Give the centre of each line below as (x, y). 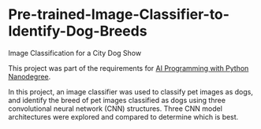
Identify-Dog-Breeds (78, 31)
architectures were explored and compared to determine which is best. (123, 116)
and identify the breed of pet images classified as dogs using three (117, 100)
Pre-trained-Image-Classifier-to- (119, 15)
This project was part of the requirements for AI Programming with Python (129, 68)
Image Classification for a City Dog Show (75, 53)
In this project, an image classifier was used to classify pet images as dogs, (131, 91)
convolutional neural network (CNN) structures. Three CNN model (116, 109)
